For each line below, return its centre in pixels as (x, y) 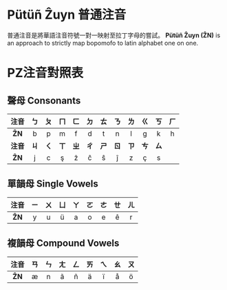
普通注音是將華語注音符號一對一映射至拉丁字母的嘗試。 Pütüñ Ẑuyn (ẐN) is (114, 35)
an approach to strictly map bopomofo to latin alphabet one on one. (103, 43)
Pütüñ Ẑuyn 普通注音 (67, 15)
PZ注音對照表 (45, 73)
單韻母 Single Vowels (53, 184)
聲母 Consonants (44, 100)
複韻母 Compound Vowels (63, 244)
